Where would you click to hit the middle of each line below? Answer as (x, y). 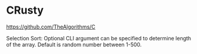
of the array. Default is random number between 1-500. (74, 45)
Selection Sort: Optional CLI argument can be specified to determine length (99, 38)
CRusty (25, 10)
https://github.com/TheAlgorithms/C (51, 27)
